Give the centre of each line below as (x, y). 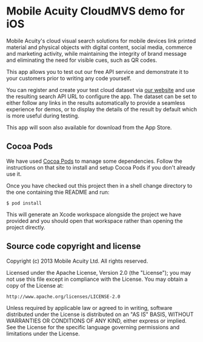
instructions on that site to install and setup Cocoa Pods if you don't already (101, 167)
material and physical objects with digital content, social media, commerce (99, 47)
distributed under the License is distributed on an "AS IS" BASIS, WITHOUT (100, 314)
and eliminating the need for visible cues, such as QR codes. (82, 60)
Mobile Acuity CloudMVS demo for (95, 11)
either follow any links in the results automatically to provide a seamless (96, 103)
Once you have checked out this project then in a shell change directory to (99, 185)
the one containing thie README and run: (58, 192)
